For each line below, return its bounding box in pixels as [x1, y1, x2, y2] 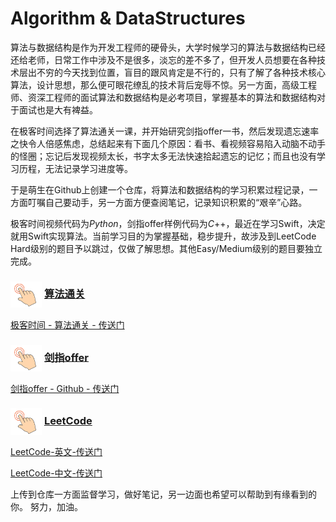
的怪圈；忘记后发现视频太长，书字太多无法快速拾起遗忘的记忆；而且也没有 [10, 150, 317, 162]
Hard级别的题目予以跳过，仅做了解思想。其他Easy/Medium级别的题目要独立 [10, 242, 323, 254]
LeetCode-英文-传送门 [10, 446, 103, 458]
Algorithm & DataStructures [10, 7, 246, 30]
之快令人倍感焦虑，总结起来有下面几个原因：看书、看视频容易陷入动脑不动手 [10, 137, 326, 149]
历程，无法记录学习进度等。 [18, 162, 133, 174]
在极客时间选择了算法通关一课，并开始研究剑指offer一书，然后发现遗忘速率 [10, 125, 320, 137]
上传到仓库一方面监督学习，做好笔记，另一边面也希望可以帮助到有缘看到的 [10, 488, 317, 501]
